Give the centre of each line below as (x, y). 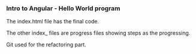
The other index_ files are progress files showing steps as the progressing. (98, 33)
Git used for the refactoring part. (46, 45)
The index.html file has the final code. (53, 22)
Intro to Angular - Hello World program (63, 8)
